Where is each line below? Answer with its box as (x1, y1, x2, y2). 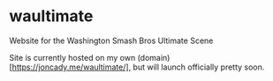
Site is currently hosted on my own (9, 52, 136, 63)
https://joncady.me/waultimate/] (11, 62, 130, 72)
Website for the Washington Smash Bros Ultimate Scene (9, 35, 214, 46)
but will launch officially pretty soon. (133, 62, 265, 72)
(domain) (137, 52, 171, 63)
